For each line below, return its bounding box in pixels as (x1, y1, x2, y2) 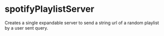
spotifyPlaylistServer (4, 3, 95, 15)
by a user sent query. (4, 25, 48, 31)
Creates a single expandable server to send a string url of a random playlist (4, 20, 159, 26)
